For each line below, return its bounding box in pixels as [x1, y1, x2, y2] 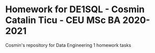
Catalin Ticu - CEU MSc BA [5, 14, 121, 26]
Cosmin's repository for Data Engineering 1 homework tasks [5, 42, 132, 48]
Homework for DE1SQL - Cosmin [5, 4, 145, 15]
